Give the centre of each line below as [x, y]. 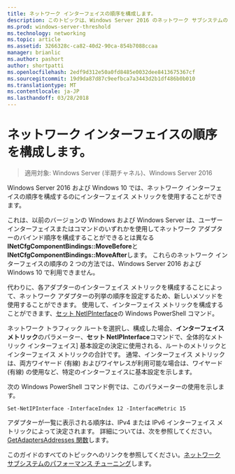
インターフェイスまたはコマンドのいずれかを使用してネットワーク [102, 228]
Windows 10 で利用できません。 [53, 272]
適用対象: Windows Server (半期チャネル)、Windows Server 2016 [118, 172]
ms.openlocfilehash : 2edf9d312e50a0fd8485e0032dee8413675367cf [101, 72]
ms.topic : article [34, 40]
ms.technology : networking [47, 33]
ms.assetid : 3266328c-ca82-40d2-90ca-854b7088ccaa [83, 46]
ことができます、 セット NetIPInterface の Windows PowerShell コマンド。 [113, 313]
